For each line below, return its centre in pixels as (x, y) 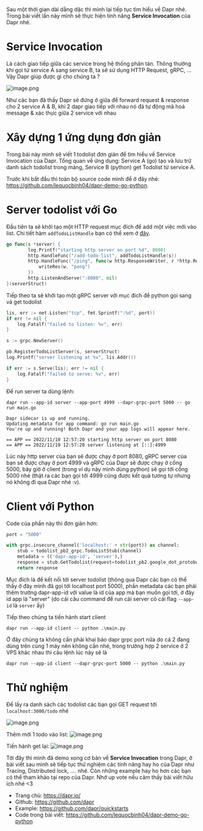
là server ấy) (29, 605)
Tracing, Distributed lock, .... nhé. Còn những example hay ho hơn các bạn (99, 770)
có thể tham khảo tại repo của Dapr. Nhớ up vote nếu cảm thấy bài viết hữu (100, 777)
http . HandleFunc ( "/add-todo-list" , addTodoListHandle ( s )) (102, 256)
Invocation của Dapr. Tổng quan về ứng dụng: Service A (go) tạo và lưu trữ (99, 160)
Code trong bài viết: (40, 815)
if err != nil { (27, 319)
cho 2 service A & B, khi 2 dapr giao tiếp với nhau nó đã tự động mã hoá (96, 106)
